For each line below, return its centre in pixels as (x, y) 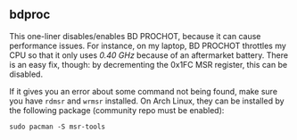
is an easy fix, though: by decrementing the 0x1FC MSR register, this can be (148, 64)
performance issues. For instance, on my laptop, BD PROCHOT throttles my (148, 45)
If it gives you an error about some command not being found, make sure (144, 91)
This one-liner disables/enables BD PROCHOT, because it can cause (135, 36)
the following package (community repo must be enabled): (117, 110)
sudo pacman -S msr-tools (57, 127)
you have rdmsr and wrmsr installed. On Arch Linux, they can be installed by (147, 101)
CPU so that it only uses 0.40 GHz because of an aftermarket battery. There (148, 55)
